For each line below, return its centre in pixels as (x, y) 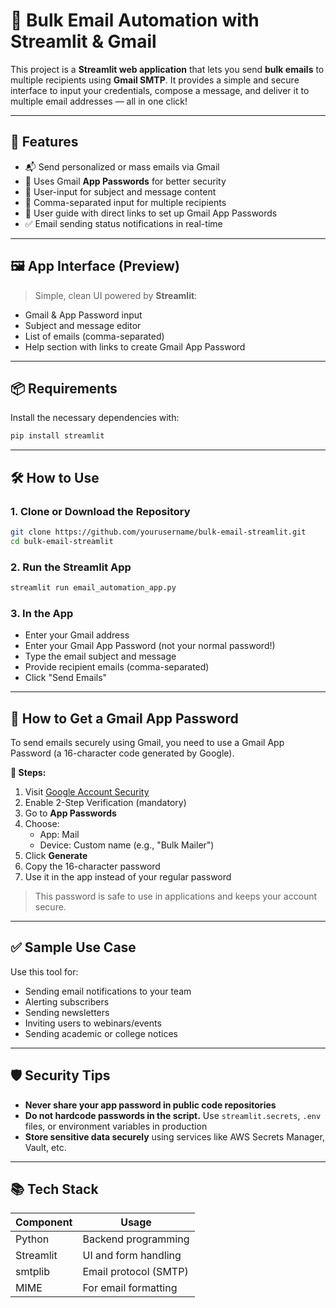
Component (44, 1222)
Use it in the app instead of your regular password (128, 876)
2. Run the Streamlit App (71, 567)
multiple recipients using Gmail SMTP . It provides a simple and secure (155, 80)
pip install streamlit (57, 436)
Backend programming (136, 1239)
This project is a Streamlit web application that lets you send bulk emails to (167, 69)
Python (32, 1239)
